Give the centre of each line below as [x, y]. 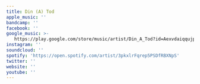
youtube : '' [21, 72]
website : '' [21, 67]
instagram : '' [24, 45]
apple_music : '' [26, 17]
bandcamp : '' [22, 22]
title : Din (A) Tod [30, 12]
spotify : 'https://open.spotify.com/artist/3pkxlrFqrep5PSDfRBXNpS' [93, 56]
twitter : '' [21, 61]
